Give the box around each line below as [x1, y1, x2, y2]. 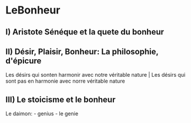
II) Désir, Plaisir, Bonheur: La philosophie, [5, 46, 159, 56]
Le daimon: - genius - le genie [5, 110, 79, 117]
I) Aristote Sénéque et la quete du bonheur [5, 27, 165, 37]
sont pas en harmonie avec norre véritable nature [5, 77, 125, 85]
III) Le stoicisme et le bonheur [5, 94, 116, 104]
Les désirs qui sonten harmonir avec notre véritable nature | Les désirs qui [5, 71, 186, 78]
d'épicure [5, 56, 42, 66]
